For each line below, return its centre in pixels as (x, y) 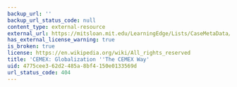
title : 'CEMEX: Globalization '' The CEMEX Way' (79, 60)
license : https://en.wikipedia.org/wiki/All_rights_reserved (99, 53)
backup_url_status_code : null (52, 20)
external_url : (28, 33)
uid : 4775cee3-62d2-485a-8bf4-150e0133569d (72, 66)
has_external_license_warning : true (61, 40)
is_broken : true (31, 46)
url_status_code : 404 (39, 72)
